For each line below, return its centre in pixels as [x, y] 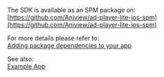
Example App [27, 66]
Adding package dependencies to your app [69, 45]
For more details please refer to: [53, 38]
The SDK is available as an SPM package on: [72, 10]
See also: [21, 59]
